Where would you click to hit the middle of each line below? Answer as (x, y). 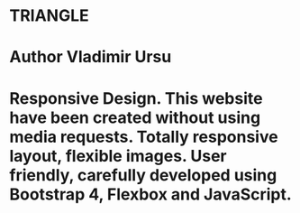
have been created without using (135, 117)
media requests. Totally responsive (144, 137)
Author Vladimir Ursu (91, 57)
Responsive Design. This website (136, 98)
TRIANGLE (50, 16)
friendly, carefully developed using (143, 175)
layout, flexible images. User (118, 156)
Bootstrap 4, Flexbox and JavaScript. (151, 194)
